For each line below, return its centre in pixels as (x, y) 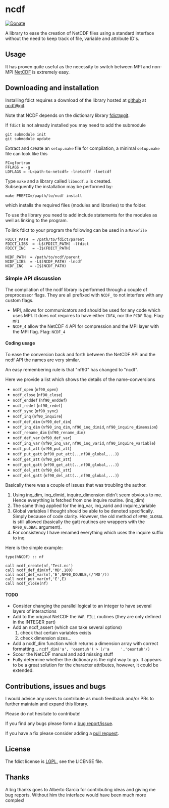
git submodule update (28, 139)
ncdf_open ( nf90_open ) (35, 389)
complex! (15, 800)
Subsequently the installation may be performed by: (59, 186)
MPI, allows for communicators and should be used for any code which (86, 310)
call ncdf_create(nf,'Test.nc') (39, 566)
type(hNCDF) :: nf (24, 557)
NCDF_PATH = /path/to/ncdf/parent (43, 257)
